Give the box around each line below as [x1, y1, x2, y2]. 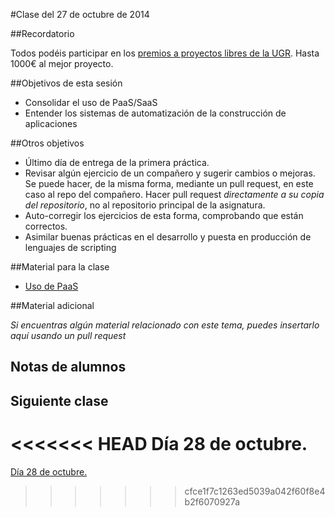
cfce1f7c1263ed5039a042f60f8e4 [184, 485, 326, 497]
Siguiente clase [10, 392, 109, 409]
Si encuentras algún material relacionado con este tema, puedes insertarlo [10, 319, 320, 331]
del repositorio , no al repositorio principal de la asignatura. [24, 199, 266, 211]
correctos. [24, 220, 68, 232]
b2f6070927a [184, 495, 241, 508]
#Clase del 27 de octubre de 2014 [10, 9, 150, 20]
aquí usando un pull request [10, 330, 127, 341]
